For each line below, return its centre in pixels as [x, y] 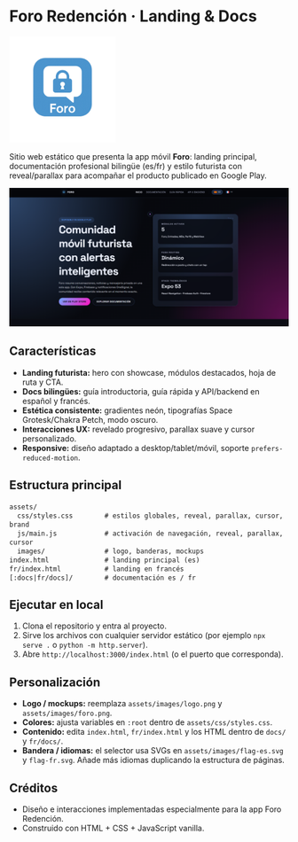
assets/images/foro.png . [67, 713]
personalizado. [49, 438]
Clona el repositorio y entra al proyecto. [94, 626]
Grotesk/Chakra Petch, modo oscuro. [90, 419]
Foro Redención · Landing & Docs [133, 16]
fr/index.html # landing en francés [97, 569]
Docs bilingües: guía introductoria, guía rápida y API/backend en [141, 391]
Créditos [34, 787]
